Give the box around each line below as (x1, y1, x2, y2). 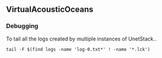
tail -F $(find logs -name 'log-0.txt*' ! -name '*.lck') (6, 46, 150, 52)
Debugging (6, 22, 39, 30)
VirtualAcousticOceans (6, 5, 94, 14)
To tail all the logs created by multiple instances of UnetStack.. (6, 35, 157, 42)
